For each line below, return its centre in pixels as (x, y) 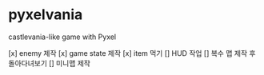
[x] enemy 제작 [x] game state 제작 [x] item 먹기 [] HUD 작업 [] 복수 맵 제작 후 (132, 53)
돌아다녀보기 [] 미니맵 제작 (49, 63)
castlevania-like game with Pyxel (62, 37)
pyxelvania (46, 15)
